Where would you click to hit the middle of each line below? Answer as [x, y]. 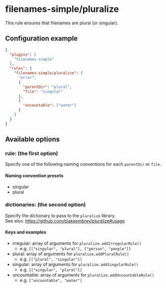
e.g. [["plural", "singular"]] [51, 259]
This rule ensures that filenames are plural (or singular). [62, 23]
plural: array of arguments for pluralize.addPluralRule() [71, 254]
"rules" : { [21, 69]
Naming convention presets [34, 175]
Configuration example [41, 38]
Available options [33, 139]
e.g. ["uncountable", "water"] [51, 280]
